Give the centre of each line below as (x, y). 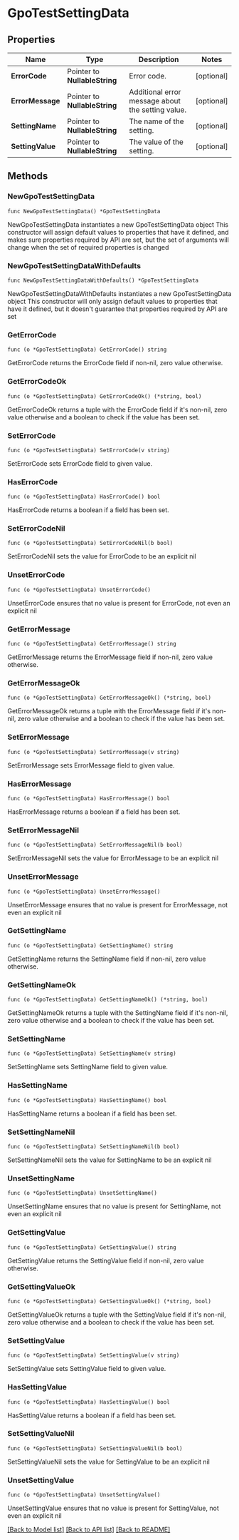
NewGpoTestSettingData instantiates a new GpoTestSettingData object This (118, 224)
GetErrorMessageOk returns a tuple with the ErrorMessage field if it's (109, 711)
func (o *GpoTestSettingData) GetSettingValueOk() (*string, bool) (110, 1301)
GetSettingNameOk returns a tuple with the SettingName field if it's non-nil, (118, 1013)
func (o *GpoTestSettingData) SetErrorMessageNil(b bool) (95, 845)
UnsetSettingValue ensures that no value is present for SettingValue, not (113, 1508)
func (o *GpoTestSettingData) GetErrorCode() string (87, 350)
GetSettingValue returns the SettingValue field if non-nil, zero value (106, 1260)
